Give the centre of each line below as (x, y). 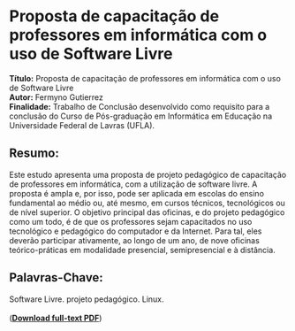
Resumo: (34, 154)
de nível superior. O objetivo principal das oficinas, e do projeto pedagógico (147, 212)
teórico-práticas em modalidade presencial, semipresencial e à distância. (142, 250)
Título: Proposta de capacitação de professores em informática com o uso (145, 78)
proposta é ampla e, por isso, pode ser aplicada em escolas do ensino (137, 193)
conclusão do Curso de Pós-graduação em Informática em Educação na (140, 116)
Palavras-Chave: (56, 277)
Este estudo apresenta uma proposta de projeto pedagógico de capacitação (148, 174)
